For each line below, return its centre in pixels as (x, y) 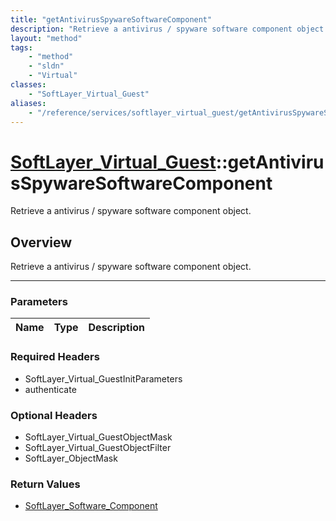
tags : (21, 47)
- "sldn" (46, 66)
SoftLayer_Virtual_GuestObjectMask (98, 437)
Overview (41, 242)
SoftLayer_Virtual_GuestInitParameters (103, 378)
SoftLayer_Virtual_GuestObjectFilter (98, 448)
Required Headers (55, 357)
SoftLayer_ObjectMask (71, 458)
